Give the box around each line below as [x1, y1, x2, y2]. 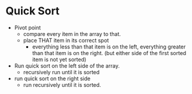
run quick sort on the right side [14, 75, 91, 82]
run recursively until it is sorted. [23, 81, 101, 88]
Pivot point [14, 24, 41, 31]
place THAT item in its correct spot [23, 37, 109, 44]
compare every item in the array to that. [23, 30, 121, 37]
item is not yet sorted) [32, 56, 87, 63]
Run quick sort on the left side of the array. [14, 62, 120, 69]
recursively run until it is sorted [23, 68, 100, 75]
